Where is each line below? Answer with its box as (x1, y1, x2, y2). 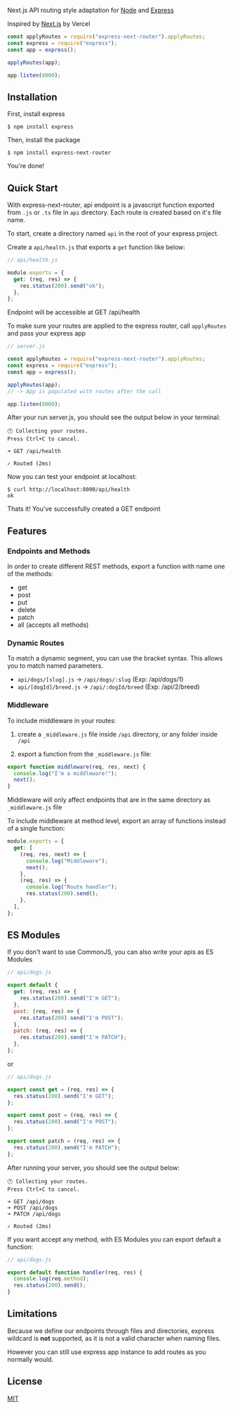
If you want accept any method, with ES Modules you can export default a (7, 1235, 221, 1244)
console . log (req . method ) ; (13, 1275, 90, 1282)
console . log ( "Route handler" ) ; (25, 884, 118, 891)
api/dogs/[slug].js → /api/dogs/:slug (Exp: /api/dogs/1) (17, 675, 184, 684)
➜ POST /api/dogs (7, 1204, 58, 1211)
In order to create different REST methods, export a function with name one (7, 562, 225, 570)
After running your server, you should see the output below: (7, 1163, 180, 1172)
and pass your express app (7, 329, 86, 338)
